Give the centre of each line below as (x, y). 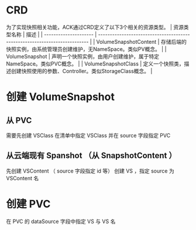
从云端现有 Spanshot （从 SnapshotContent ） (91, 156)
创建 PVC (28, 204)
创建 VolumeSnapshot (61, 97)
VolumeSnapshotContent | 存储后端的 (142, 42)
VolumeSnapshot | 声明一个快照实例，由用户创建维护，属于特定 (83, 56)
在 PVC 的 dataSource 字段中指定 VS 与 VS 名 (61, 221)
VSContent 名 (23, 178)
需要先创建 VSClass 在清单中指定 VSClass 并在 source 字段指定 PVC (88, 135)
